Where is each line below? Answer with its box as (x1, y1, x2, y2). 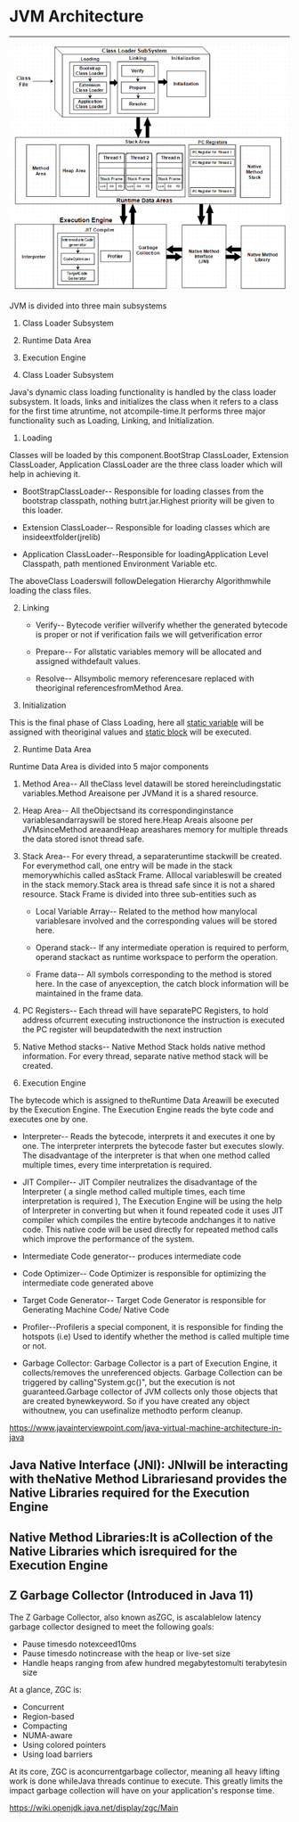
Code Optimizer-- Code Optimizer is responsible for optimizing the (21, 1268, 267, 1278)
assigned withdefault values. (35, 655, 141, 666)
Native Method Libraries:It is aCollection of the (9, 1530, 274, 1545)
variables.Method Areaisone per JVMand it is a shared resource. (21, 787, 259, 799)
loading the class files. (9, 585, 92, 595)
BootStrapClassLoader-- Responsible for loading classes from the (21, 486, 264, 497)
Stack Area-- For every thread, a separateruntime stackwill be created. (21, 850, 282, 861)
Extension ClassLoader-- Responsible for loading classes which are (21, 521, 271, 532)
